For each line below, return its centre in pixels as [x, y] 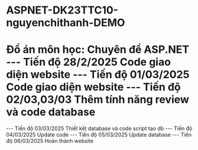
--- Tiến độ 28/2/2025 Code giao [89, 62]
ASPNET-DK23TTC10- [62, 10]
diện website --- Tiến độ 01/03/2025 [98, 75]
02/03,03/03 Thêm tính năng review [98, 100]
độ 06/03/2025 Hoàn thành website [50, 141]
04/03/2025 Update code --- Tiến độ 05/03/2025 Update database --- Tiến [99, 135]
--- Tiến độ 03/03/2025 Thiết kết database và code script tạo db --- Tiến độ [99, 129]
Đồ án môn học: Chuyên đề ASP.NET [98, 50]
